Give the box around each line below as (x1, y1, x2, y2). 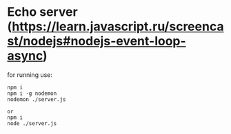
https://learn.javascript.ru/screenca (12, 19, 224, 34)
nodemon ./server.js (7, 96, 67, 103)
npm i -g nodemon (7, 90, 57, 97)
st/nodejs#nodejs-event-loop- (7, 34, 186, 49)
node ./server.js (7, 120, 57, 127)
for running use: (7, 70, 53, 79)
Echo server (7, 4, 78, 20)
